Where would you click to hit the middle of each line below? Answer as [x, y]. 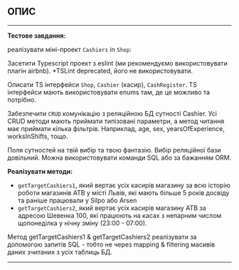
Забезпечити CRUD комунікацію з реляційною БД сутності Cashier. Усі [112, 113]
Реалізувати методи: [40, 171]
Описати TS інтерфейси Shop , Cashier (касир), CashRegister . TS [102, 84]
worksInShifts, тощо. [38, 136]
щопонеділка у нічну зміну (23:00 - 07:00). [82, 223]
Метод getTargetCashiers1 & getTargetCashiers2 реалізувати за [102, 237]
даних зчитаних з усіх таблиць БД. [60, 251]
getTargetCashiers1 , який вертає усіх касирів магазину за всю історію [124, 185]
